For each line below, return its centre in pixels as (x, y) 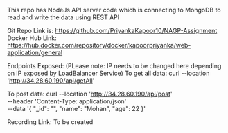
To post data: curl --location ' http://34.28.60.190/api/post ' (90, 94)
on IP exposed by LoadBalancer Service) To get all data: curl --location (108, 73)
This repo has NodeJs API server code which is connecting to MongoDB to (114, 10)
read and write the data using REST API (63, 17)
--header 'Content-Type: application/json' (67, 101)
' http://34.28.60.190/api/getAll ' (51, 81)
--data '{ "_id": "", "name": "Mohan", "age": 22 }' (76, 109)
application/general (35, 52)
